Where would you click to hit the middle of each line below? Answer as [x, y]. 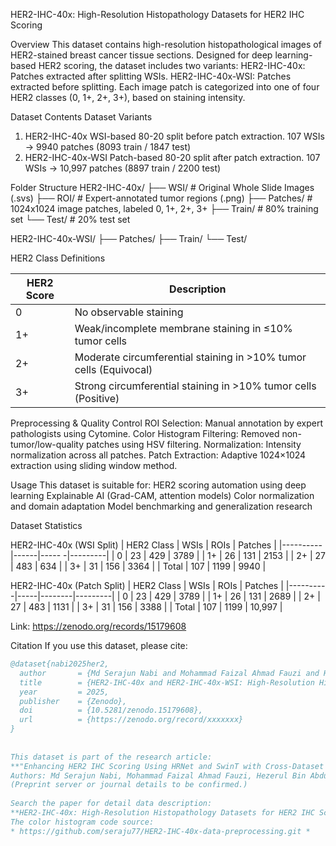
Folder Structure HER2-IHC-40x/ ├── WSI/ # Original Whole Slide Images [162, 187]
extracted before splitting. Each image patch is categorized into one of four [165, 87]
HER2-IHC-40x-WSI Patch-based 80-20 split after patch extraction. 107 [172, 157]
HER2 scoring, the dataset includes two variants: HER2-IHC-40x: [172, 65]
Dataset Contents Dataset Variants [81, 117]
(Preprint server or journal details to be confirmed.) [129, 785]
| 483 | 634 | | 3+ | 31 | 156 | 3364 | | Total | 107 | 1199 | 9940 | [138, 566]
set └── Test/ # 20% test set [70, 219]
